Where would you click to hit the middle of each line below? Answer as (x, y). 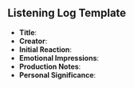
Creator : (33, 41)
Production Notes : (50, 66)
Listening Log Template (67, 13)
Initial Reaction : (45, 49)
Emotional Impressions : (59, 58)
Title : (28, 32)
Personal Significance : (57, 74)
